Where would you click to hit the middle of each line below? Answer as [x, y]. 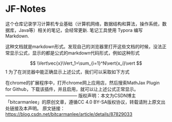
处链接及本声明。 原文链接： [35, 108]
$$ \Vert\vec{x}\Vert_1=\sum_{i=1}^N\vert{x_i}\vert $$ [86, 63]
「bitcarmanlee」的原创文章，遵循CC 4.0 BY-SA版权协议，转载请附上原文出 [85, 102]
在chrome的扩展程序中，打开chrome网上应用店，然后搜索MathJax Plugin [82, 83]
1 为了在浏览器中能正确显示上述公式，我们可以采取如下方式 [67, 72]
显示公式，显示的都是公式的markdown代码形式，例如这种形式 [74, 53]
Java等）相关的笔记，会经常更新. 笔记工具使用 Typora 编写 [81, 30]
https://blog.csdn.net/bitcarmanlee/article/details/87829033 [69, 114]
